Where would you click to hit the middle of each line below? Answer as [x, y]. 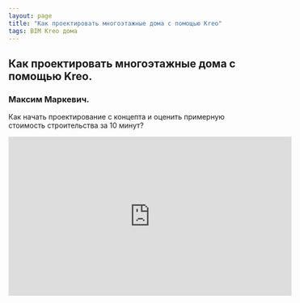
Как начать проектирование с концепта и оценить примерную [116, 117]
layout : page [30, 16]
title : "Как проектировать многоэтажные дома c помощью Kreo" [115, 23]
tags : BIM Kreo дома [43, 31]
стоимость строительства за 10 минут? [76, 125]
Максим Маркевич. [49, 99]
